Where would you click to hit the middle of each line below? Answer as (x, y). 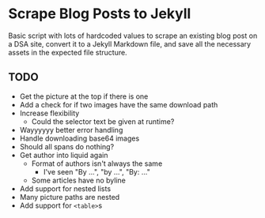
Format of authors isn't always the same (97, 163)
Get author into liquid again (64, 155)
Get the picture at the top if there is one (84, 96)
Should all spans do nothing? (67, 146)
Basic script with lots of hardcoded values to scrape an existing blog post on (133, 36)
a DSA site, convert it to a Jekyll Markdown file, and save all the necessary (130, 43)
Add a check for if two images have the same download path (119, 104)
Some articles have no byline (79, 180)
